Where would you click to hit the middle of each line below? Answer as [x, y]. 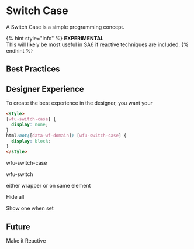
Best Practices [33, 69]
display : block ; [31, 141]
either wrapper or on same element [49, 186]
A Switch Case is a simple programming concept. [65, 27]
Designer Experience [45, 89]
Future [18, 226]
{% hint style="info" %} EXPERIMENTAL [55, 38]
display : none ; [30, 124]
